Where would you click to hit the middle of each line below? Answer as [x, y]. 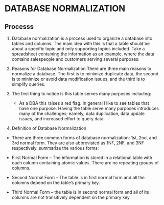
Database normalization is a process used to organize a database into [82, 38]
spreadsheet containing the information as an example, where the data [83, 54]
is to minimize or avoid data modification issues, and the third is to [78, 79]
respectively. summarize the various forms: [55, 148]
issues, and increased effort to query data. [62, 119]
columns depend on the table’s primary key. [56, 182]
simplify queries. [28, 84]
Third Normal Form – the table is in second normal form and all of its [80, 192]
